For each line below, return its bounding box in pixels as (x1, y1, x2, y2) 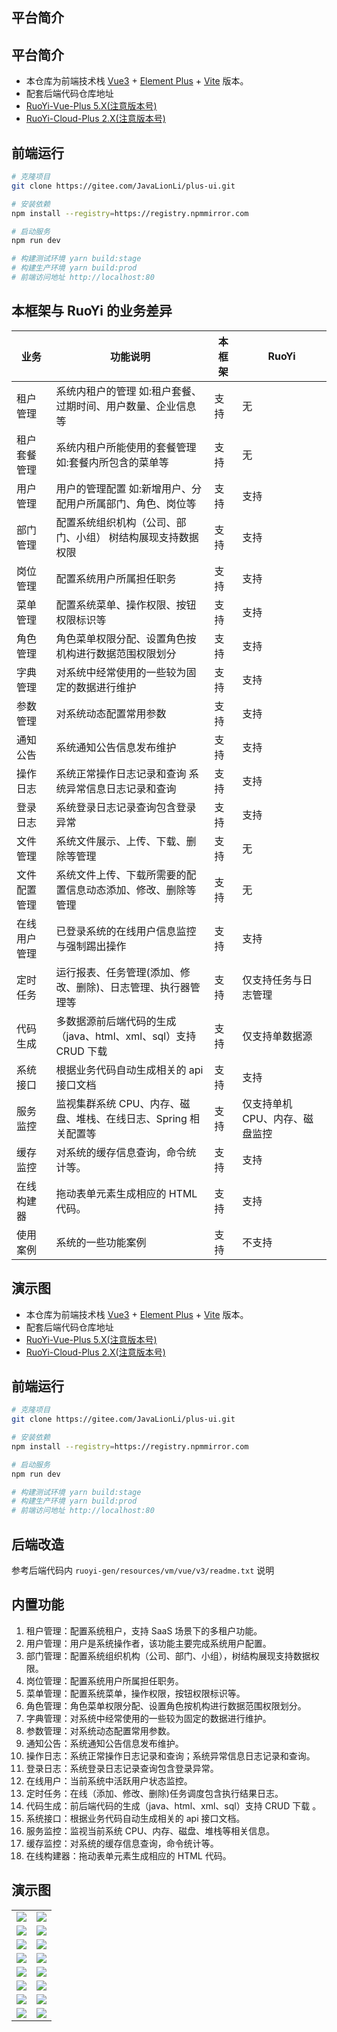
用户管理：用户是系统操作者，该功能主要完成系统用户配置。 (25, 1637, 272, 1649)
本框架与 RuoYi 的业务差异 (11, 303, 173, 320)
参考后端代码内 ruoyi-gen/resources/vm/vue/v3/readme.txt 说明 (11, 1564, 275, 1577)
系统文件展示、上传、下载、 (55, 834, 187, 848)
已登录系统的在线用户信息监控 (55, 924, 197, 938)
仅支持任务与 (242, 973, 303, 987)
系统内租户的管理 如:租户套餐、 (55, 384, 202, 398)
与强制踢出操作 (55, 939, 127, 953)
